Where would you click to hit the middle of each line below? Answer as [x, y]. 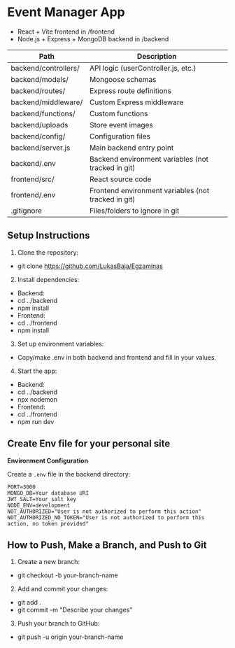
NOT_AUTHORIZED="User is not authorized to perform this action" [104, 512]
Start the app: [37, 371]
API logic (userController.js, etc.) [143, 68]
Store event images [121, 125]
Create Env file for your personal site [89, 444]
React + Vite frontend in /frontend [66, 31]
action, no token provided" [48, 523]
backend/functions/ [43, 113]
